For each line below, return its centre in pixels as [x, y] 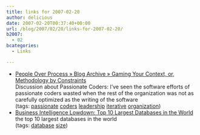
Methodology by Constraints [51, 80]
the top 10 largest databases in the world [66, 119]
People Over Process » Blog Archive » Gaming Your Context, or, [95, 74]
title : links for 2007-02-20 [43, 12]
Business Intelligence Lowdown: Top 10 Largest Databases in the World [104, 112]
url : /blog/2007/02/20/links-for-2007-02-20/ [65, 29]
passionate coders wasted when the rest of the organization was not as [104, 93]
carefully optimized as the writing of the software [76, 99]
